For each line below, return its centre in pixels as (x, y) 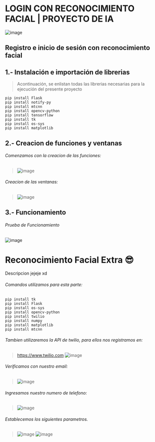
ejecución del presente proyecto (49, 89)
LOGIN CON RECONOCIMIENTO (70, 9)
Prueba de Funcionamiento (32, 225)
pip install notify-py (28, 103)
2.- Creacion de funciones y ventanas (64, 143)
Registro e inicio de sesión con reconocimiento (77, 48)
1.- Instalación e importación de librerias (68, 72)
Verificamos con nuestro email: (37, 366)
